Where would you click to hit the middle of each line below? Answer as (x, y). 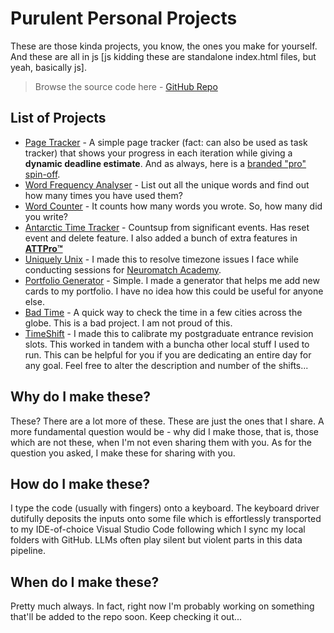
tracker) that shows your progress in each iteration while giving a (158, 153)
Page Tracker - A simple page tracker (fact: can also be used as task (166, 142)
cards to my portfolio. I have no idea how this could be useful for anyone (174, 291)
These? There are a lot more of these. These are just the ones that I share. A (167, 421)
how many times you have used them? (103, 195)
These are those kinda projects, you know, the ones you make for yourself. (164, 46)
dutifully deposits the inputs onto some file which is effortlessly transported (166, 519)
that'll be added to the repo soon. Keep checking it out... (126, 617)
